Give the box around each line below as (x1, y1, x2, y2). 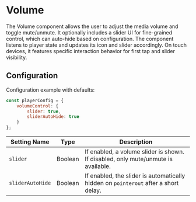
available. (85, 162, 111, 170)
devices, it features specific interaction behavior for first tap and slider (6, 47, 175, 54)
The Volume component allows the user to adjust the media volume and (6, 23, 178, 30)
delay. (85, 186, 102, 194)
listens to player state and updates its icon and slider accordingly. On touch (6, 41, 187, 48)
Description (119, 138, 153, 146)
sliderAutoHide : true (27, 114, 80, 120)
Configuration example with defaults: (6, 86, 95, 93)
